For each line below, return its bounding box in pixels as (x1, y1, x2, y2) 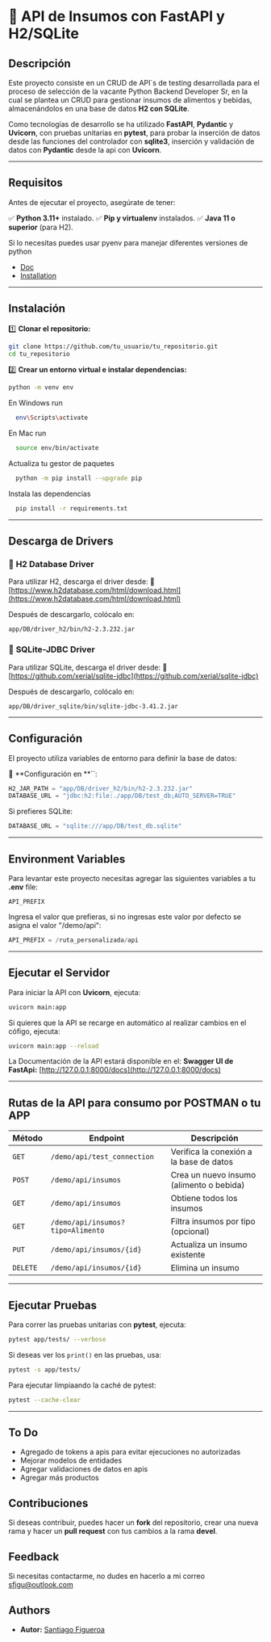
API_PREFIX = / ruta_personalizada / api (8, 936, 139, 944)
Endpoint (88, 1132, 125, 1144)
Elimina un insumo (170, 1262, 240, 1274)
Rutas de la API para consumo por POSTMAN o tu (8, 1096, 261, 1110)
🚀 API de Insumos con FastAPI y (8, 7, 226, 26)
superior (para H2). (8, 222, 74, 232)
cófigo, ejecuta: (8, 1026, 60, 1036)
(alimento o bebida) (170, 1179, 245, 1191)
